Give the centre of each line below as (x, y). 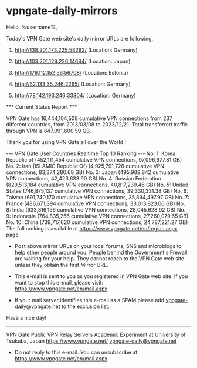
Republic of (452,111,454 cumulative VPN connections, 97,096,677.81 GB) (94, 159)
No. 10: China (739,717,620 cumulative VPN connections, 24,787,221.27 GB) (97, 222)
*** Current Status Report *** (42, 106)
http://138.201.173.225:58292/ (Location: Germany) (76, 50)
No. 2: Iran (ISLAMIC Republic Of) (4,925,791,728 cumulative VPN (85, 166)
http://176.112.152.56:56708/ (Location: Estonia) (71, 72)
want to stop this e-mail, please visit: (59, 282)
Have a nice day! (26, 317)
